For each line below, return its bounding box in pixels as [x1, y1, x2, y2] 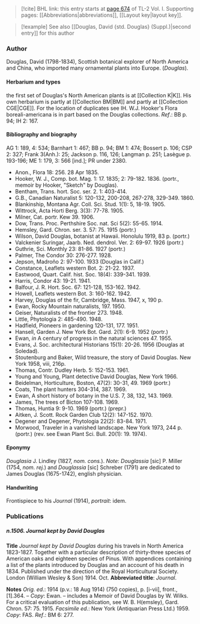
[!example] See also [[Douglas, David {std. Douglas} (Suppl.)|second [20, 23, 191, 30]
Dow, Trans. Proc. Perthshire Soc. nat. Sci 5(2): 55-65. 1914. [14, 219, 163, 227]
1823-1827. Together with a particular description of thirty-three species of [6, 549, 191, 556]
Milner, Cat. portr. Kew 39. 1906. [14, 213, 95, 220]
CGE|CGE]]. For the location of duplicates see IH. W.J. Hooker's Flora [6, 105, 178, 112]
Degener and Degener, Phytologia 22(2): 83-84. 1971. [14, 417, 147, 425]
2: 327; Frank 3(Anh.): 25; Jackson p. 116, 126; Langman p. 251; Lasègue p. [6, 150, 192, 158]
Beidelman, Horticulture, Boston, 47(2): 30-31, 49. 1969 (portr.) [14, 379, 171, 386]
